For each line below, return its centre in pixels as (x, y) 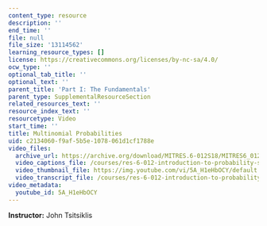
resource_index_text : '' (49, 112)
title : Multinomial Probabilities (66, 133)
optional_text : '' (39, 82)
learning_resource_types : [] (56, 52)
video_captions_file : (51, 163)
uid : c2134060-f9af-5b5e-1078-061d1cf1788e (81, 141)
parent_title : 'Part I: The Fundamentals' (79, 89)
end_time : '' (30, 30)
